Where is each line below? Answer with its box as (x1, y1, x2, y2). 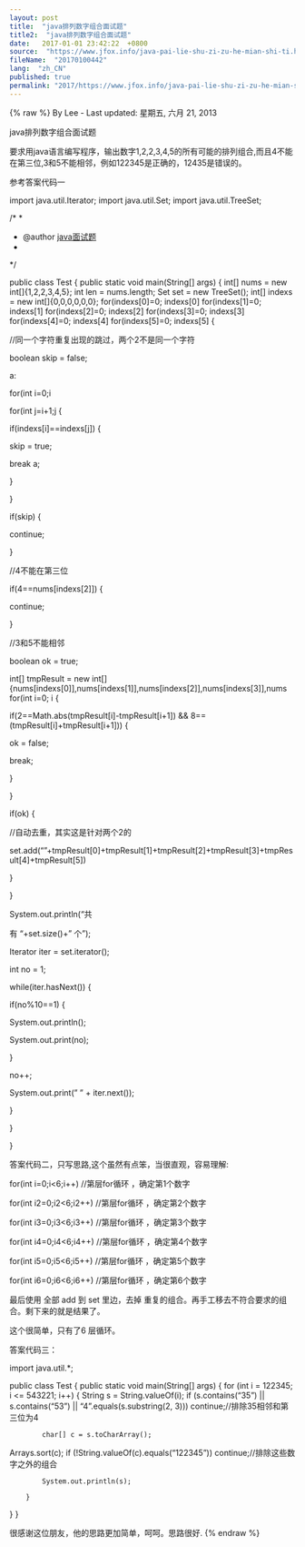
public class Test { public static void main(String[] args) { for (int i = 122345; (9, 1380, 293, 1390)
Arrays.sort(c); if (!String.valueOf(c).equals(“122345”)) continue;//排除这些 (9, 1447, 288, 1458)
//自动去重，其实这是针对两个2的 (9, 826, 132, 837)
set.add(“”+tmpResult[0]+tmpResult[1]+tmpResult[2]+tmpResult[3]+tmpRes (9, 844, 293, 855)
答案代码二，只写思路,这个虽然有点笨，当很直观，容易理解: (9, 1158, 230, 1169)
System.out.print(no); (9, 1034, 89, 1045)
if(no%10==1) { (9, 998, 65, 1010)
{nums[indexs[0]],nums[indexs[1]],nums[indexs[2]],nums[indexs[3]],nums (9, 682, 288, 693)
